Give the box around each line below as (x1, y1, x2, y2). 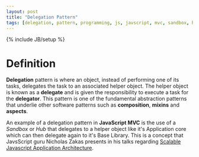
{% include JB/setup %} (6, 36, 65, 43)
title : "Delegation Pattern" (6, 14, 78, 20)
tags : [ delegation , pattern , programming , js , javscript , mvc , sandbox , (6, 20, 190, 25)
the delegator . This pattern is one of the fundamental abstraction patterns (6, 95, 187, 102)
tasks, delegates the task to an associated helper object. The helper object (6, 82, 188, 89)
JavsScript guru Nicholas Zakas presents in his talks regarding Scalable (6, 138, 181, 145)
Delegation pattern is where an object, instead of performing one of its (6, 76, 179, 84)
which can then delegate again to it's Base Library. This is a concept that (6, 132, 184, 139)
